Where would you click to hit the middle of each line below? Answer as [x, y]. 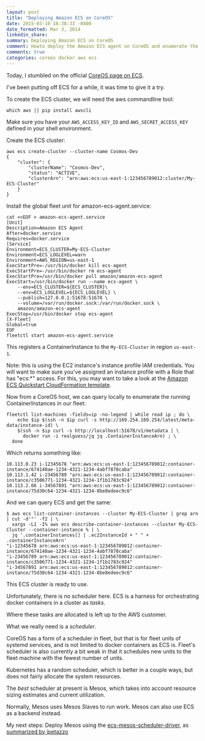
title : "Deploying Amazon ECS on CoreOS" [60, 18]
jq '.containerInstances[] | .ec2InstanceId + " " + [80, 535]
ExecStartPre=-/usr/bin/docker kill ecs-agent [67, 265]
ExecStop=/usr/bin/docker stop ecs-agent [60, 314]
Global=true [21, 324]
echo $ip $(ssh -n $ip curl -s [57, 420]
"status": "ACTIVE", [54, 173]
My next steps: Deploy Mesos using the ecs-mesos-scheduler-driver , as [98, 725]
